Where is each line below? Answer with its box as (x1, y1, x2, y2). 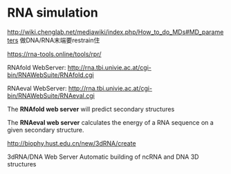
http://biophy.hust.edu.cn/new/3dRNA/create (7, 139, 136, 147)
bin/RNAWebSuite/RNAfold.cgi (7, 71, 95, 79)
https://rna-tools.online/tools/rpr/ (7, 50, 102, 58)
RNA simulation (7, 5, 98, 21)
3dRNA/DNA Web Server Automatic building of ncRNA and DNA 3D (7, 153, 199, 161)
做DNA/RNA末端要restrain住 (19, 36, 100, 44)
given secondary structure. (7, 125, 84, 134)
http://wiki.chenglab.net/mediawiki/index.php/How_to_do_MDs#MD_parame (7, 28, 224, 36)
